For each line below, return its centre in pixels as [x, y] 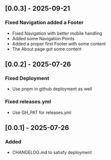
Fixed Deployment [27, 78]
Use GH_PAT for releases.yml [42, 112]
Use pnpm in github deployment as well [52, 89]
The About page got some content [47, 49]
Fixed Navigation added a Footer [44, 23]
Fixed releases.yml [28, 102]
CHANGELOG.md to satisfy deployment [52, 153]
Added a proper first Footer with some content [59, 44]
